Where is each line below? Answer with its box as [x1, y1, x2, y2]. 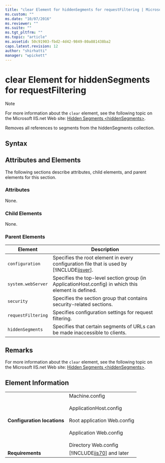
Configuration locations [7, 417, 65, 424]
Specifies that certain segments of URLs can [52, 323, 156, 330]
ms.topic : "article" [5, 35, 48, 40]
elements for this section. [5, 174, 56, 180]
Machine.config [69, 393, 106, 400]
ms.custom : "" [5, 12, 34, 17]
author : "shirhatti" [5, 48, 48, 53]
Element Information [5, 378, 69, 387]
